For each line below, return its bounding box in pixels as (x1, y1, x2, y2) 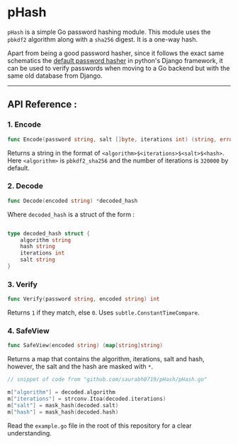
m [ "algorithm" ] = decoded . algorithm (7, 389, 115, 396)
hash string (20, 243, 55, 250)
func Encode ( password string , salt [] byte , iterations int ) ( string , (7, 136, 217, 143)
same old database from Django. (7, 71, 103, 80)
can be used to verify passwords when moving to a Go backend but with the (7, 64, 230, 72)
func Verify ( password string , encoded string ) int (7, 296, 160, 303)
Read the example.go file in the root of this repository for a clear (7, 421, 193, 430)
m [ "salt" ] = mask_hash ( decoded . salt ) (7, 402, 119, 409)
